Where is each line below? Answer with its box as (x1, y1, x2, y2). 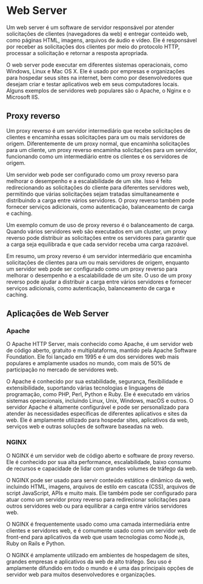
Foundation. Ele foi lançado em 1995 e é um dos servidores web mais (6, 353, 179, 360)
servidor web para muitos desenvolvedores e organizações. (6, 571, 156, 578)
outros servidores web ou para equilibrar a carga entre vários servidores (6, 502, 188, 509)
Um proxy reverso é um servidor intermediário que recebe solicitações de (6, 127, 191, 134)
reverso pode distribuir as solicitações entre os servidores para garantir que (6, 234, 196, 241)
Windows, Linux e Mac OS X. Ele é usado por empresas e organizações (6, 67, 185, 75)
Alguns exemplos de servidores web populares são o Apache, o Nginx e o (6, 87, 191, 94)
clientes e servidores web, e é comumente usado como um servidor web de (6, 526, 196, 534)
